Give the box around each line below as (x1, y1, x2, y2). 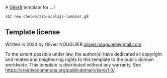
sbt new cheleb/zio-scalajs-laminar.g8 (5, 14, 89, 19)
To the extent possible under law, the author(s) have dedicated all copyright (5, 51, 162, 57)
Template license (5, 28, 60, 37)
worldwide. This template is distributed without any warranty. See (5, 61, 141, 67)
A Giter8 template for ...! (5, 5, 55, 10)
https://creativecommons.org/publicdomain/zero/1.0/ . (5, 67, 116, 73)
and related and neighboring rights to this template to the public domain (5, 56, 154, 62)
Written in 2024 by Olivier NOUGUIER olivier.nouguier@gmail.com (5, 41, 142, 47)
